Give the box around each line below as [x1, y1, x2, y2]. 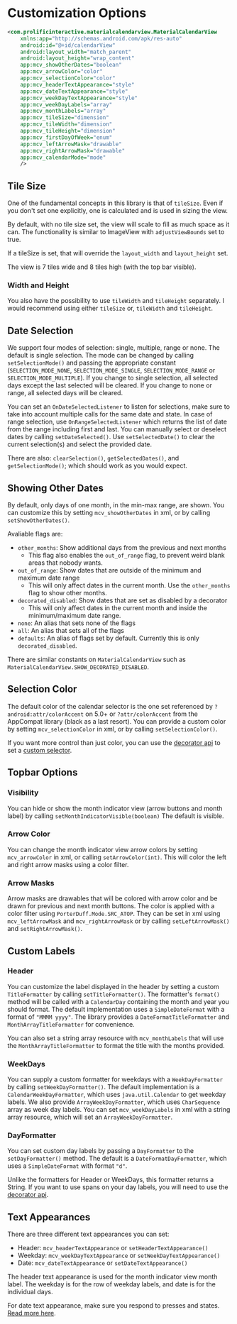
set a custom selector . [7, 746, 72, 754]
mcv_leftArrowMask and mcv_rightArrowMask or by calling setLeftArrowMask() [7, 917, 230, 925]
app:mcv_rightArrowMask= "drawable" [20, 147, 126, 154]
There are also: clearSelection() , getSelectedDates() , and [7, 454, 180, 463]
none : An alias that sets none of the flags [17, 619, 136, 627]
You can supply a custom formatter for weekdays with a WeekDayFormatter [7, 1075, 224, 1083]
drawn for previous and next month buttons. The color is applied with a [7, 902, 215, 910]
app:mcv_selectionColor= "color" [20, 75, 116, 82]
